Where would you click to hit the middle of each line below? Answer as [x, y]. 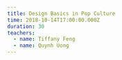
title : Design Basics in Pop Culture [61, 13]
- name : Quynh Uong [41, 46]
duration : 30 [26, 26]
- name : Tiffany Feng [44, 39]
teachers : [21, 33]
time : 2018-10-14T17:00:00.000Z [53, 20]
